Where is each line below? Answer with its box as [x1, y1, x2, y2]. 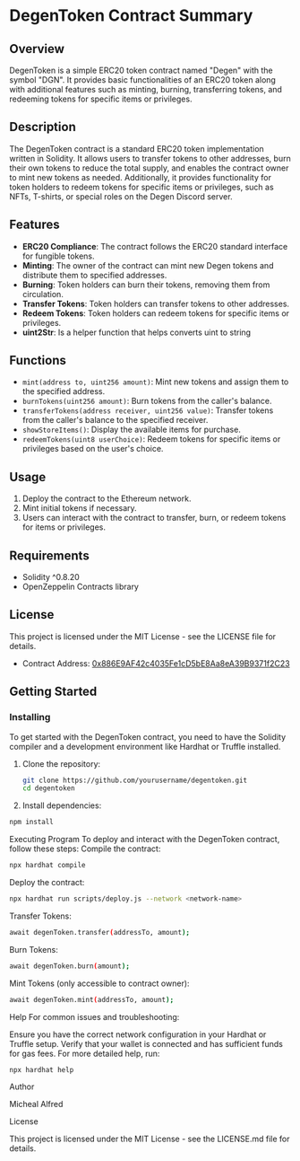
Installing [9, 711, 51, 724]
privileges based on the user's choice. [21, 444, 164, 454]
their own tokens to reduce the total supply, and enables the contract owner [9, 163, 289, 173]
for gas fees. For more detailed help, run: [9, 1048, 160, 1059]
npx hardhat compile [9, 861, 87, 870]
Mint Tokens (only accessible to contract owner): [9, 978, 190, 989]
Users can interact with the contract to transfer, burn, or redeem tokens [21, 513, 287, 523]
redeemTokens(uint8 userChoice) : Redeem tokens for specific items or [21, 434, 281, 444]
